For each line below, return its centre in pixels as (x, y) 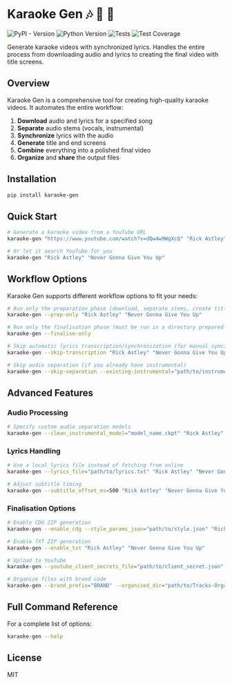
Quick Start (32, 216)
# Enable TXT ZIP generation (49, 541)
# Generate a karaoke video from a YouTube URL (77, 233)
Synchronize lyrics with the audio (65, 135)
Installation (32, 179)
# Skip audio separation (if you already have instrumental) (97, 365)
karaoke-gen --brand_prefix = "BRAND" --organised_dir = (86, 586)
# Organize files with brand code (57, 579)
